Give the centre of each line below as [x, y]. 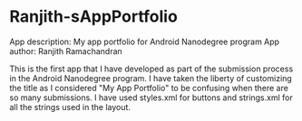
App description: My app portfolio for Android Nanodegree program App [144, 42]
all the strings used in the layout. [70, 107]
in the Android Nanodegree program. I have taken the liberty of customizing [151, 78]
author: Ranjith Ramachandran [66, 51]
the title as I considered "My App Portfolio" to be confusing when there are [149, 88]
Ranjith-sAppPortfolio [94, 17]
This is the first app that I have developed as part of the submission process [151, 69]
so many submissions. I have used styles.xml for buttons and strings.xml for [151, 98]
